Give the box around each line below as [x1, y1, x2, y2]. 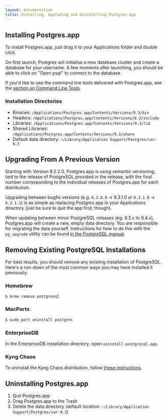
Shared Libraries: [12, 125, 49, 131]
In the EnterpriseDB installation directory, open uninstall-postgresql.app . [5, 340, 158, 346]
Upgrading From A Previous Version [5, 155, 120, 164]
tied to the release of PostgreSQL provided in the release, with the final [5, 174, 152, 180]
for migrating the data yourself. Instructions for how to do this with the [5, 226, 150, 232]
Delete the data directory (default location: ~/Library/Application [12, 403, 149, 409]
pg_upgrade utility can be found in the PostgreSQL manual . [5, 231, 126, 237]
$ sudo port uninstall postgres [5, 317, 73, 322]
